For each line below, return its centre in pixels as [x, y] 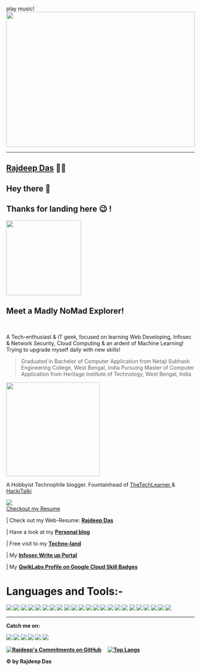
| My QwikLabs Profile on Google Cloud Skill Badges [72, 567]
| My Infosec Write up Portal [42, 555]
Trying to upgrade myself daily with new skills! [63, 350]
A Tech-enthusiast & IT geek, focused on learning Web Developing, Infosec [99, 337]
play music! [20, 9]
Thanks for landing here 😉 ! [59, 209]
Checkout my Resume [33, 509]
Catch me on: [23, 626]
